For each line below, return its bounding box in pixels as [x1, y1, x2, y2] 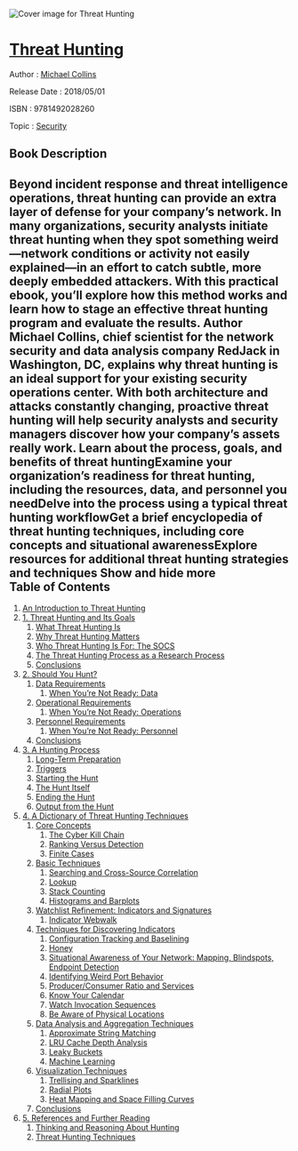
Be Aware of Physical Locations [48, 1009, 165, 1019]
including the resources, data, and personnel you [9, 482, 287, 497]
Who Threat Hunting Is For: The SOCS [35, 641, 175, 651]
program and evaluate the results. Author [9, 316, 243, 331]
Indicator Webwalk [48, 915, 117, 925]
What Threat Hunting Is [35, 622, 121, 633]
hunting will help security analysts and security [9, 412, 278, 428]
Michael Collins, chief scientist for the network [9, 329, 274, 344]
